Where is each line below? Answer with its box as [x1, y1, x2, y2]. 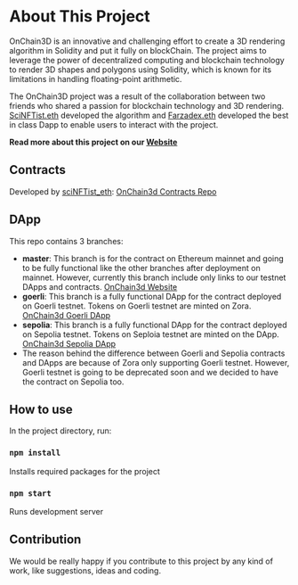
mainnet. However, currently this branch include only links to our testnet [21, 272, 286, 283]
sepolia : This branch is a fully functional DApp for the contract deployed [21, 319, 287, 330]
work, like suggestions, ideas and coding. [9, 564, 162, 576]
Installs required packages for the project [9, 466, 160, 476]
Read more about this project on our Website [9, 136, 178, 147]
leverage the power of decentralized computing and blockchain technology [9, 54, 285, 65]
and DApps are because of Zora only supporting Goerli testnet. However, [21, 357, 290, 367]
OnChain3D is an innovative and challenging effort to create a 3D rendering [9, 36, 286, 46]
